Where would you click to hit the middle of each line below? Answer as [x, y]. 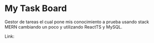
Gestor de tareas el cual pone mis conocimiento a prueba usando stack [77, 22]
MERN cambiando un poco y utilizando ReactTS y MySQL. [63, 27]
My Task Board [36, 8]
